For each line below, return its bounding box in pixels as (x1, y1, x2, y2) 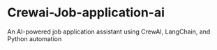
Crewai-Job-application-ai (7, 5, 165, 21)
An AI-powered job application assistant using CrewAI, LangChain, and (7, 27, 211, 36)
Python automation (7, 34, 62, 42)
